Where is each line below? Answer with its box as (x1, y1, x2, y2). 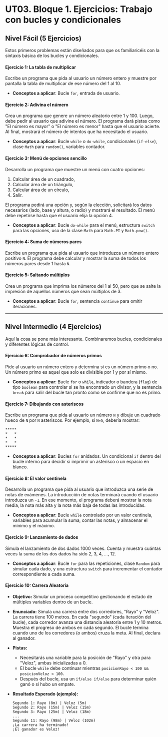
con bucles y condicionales (5, 14, 121, 26)
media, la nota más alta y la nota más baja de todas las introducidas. (5, 502, 146, 508)
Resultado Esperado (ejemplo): (12, 690, 78, 696)
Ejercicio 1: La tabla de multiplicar (5, 64, 76, 70)
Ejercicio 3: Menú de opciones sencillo (5, 155, 87, 161)
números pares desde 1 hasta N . (5, 260, 71, 266)
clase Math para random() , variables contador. (12, 144, 106, 150)
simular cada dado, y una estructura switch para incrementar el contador (12, 565, 163, 571)
